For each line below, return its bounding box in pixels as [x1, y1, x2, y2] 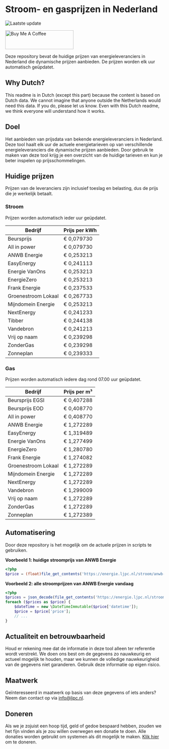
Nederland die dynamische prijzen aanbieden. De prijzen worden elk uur [5, 58, 155, 64]
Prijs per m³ [63, 388, 93, 395]
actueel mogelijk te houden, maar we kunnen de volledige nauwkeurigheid [5, 656, 159, 662]
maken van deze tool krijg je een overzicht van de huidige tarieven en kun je [5, 152, 163, 158]
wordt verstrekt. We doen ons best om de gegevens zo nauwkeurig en [5, 651, 151, 657]
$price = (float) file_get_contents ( [5, 571, 82, 576]
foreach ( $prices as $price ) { [5, 599, 71, 605]
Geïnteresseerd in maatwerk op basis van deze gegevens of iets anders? [5, 690, 156, 696]
